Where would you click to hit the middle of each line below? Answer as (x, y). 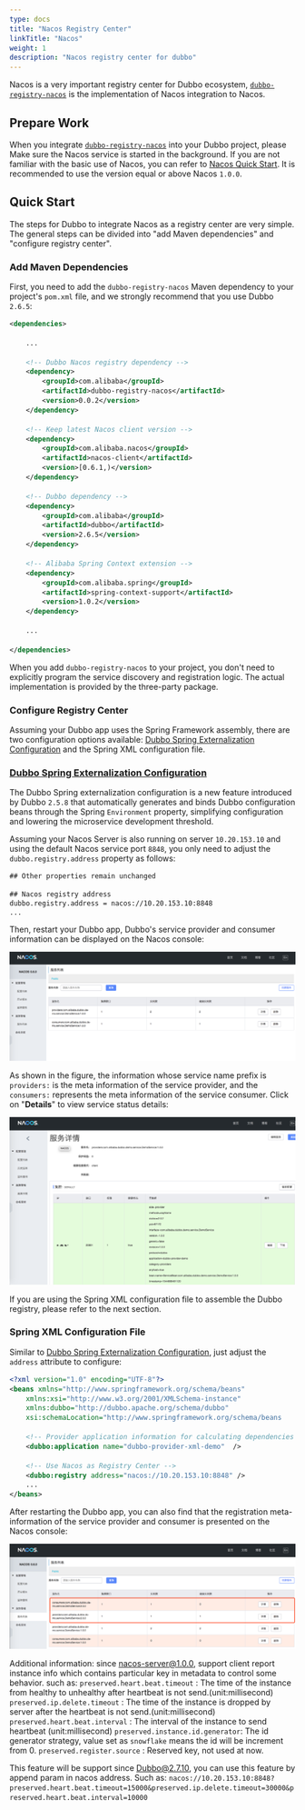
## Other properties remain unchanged (83, 876)
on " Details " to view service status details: (89, 1104)
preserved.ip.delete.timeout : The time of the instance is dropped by (140, 1702)
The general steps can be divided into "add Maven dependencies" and (142, 234)
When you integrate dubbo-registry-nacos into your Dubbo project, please (148, 145)
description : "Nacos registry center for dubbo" (103, 58)
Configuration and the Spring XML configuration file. (108, 749)
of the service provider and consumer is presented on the (162, 1522)
